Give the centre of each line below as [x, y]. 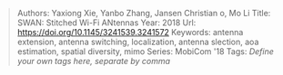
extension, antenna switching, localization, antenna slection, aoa [138, 42]
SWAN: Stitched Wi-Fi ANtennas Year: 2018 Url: [106, 23]
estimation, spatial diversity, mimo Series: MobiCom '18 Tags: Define [145, 52]
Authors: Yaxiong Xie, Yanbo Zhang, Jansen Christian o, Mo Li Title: [144, 13]
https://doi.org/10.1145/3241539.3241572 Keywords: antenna [130, 32]
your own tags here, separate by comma [93, 61]
